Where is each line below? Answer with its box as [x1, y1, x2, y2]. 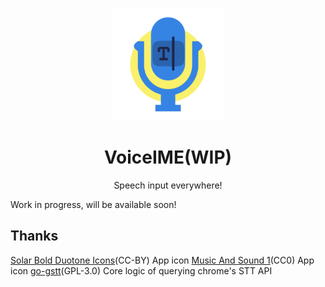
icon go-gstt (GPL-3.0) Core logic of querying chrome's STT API [10, 264, 273, 277]
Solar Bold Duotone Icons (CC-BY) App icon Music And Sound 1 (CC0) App [10, 254, 315, 266]
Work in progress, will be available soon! [10, 198, 177, 210]
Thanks [10, 228, 59, 245]
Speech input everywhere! [113, 179, 223, 191]
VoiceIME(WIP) [103, 146, 233, 169]
